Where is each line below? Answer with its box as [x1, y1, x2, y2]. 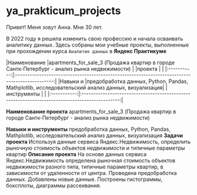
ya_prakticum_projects [6, 4, 121, 18]
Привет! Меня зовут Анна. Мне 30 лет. [6, 24, 103, 31]
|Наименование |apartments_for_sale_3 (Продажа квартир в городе [6, 59, 175, 66]
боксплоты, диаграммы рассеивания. [6, 181, 102, 189]
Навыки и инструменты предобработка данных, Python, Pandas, [6, 125, 171, 133]
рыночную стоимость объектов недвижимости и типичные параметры [6, 144, 185, 151]
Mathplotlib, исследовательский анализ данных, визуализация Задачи [6, 131, 183, 139]
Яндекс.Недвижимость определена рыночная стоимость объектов [6, 157, 175, 164]
